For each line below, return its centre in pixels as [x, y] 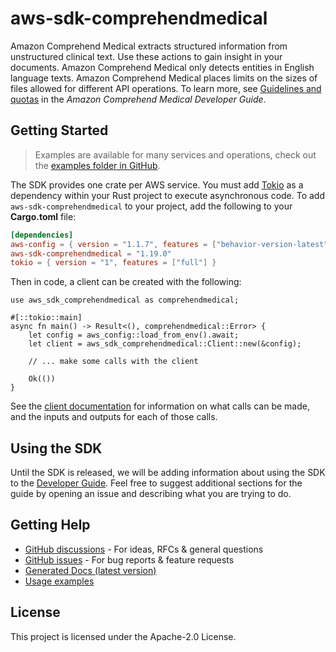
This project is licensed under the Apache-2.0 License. [123, 636]
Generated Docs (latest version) [90, 570]
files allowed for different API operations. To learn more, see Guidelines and [166, 88]
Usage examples [59, 581]
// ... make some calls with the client [113, 362]
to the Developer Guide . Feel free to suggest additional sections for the [156, 483]
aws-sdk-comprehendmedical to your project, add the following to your [151, 206]
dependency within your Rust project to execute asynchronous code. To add [168, 195]
